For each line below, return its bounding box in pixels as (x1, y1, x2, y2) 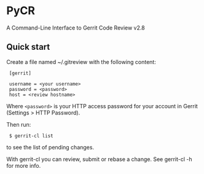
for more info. (6, 162, 41, 169)
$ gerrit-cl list (9, 133, 53, 139)
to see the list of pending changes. (6, 143, 94, 151)
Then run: (6, 121, 31, 128)
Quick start (6, 42, 50, 52)
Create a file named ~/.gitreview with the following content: (6, 58, 157, 65)
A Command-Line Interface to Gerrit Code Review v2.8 (6, 24, 146, 31)
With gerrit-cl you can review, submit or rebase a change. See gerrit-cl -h (6, 155, 192, 163)
